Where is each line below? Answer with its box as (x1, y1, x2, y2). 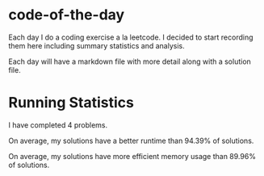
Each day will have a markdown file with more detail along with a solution (8, 57, 252, 66)
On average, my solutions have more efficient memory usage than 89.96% (8, 151, 257, 161)
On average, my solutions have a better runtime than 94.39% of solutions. (8, 136, 254, 145)
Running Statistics (8, 94, 135, 112)
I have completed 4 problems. (8, 119, 108, 130)
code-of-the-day (8, 6, 125, 24)
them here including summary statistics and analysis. (8, 40, 185, 50)
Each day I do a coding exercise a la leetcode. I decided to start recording (8, 32, 254, 42)
